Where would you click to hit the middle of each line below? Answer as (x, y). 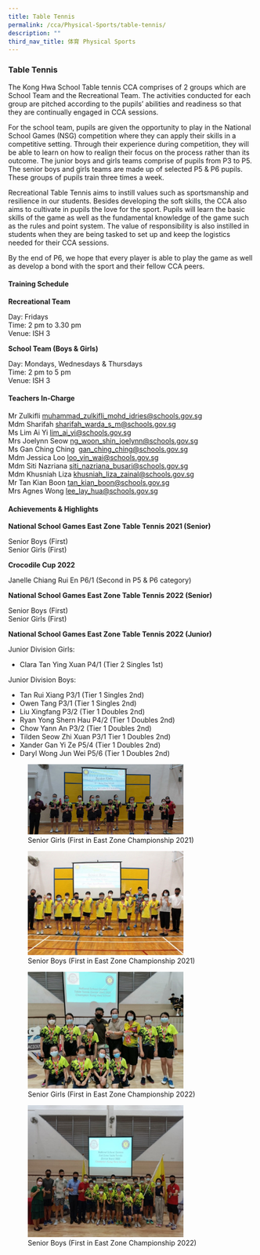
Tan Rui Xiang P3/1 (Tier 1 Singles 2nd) (82, 695)
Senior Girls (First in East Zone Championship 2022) (112, 1094)
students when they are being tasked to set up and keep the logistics (119, 234)
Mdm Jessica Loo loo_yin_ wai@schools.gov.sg (83, 457)
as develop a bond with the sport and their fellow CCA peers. (107, 266)
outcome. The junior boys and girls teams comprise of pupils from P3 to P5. (130, 160)
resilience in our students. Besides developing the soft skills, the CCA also (128, 201)
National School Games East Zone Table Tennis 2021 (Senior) (110, 527)
